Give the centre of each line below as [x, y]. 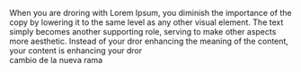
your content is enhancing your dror [76, 51]
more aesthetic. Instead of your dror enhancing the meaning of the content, [149, 41]
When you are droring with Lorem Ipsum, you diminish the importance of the [150, 13]
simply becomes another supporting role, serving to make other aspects [143, 32]
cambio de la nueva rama [56, 60]
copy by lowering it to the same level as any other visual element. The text [146, 22]
